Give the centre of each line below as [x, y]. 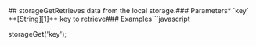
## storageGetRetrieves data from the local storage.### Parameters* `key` [128, 11]
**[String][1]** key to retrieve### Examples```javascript [99, 19]
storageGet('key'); [38, 34]
